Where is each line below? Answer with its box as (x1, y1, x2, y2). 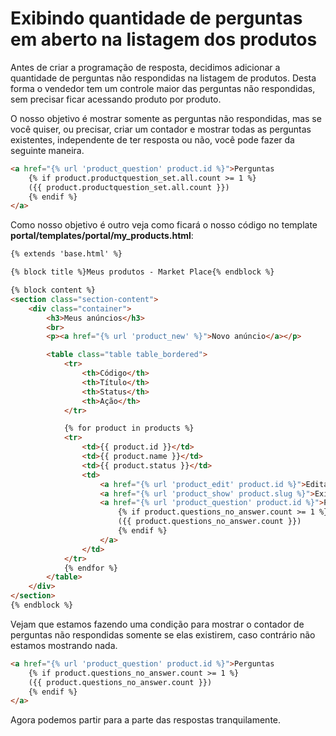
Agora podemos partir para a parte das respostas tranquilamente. (10, 714, 282, 726)
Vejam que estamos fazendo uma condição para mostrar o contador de (10, 618, 305, 630)
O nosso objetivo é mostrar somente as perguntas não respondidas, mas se (10, 112, 322, 124)
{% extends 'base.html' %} (10, 249, 123, 259)
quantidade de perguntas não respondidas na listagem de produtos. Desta (10, 72, 317, 84)
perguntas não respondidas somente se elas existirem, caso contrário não (10, 628, 316, 641)
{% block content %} (10, 285, 97, 296)
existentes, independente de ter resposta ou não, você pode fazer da (10, 133, 295, 146)
